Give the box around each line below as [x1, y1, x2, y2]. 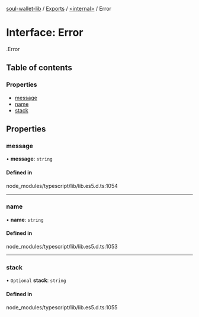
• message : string [6, 155, 53, 162]
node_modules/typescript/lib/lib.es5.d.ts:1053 [6, 243, 118, 250]
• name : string [6, 216, 44, 223]
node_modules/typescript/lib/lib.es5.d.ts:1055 [6, 303, 118, 311]
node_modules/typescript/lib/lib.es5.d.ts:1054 [6, 182, 118, 189]
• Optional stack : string [6, 277, 66, 284]
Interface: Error [6, 26, 84, 39]
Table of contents [6, 62, 72, 73]
